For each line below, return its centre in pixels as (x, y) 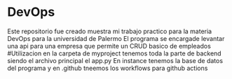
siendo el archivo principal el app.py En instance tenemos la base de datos (115, 60)
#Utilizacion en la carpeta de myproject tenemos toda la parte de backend (115, 53)
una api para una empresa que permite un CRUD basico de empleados (109, 46)
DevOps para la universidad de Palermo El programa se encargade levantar (116, 38)
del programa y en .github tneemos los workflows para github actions (108, 68)
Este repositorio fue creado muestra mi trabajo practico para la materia (110, 31)
